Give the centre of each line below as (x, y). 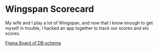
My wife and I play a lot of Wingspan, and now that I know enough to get (79, 23)
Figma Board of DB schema (33, 43)
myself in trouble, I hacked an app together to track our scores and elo (77, 28)
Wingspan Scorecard (50, 9)
